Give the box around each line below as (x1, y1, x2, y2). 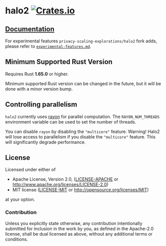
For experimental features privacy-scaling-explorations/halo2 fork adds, (5, 38, 158, 44)
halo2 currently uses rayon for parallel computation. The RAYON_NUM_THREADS (5, 114, 160, 120)
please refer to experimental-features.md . (5, 43, 91, 49)
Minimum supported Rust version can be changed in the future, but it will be (5, 80, 162, 87)
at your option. (5, 197, 35, 203)
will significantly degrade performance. (5, 139, 86, 145)
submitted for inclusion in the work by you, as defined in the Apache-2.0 (5, 226, 154, 232)
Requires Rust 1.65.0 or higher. (5, 71, 69, 77)
